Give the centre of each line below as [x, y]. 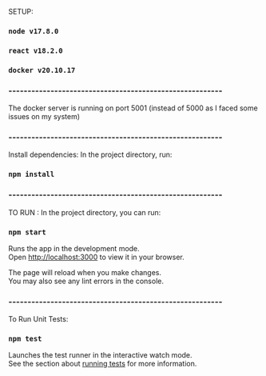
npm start [27, 232]
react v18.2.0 [36, 50]
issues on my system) [44, 117]
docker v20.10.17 [42, 70]
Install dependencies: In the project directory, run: [90, 154]
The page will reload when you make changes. [85, 272]
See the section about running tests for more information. [103, 364]
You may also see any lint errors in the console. [86, 281]
